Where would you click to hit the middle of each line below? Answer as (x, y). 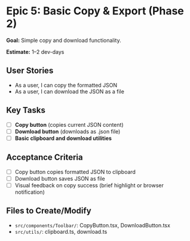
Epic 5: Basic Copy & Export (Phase (95, 11)
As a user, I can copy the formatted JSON (66, 85)
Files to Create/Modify (49, 211)
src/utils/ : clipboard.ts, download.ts (61, 231)
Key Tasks (26, 110)
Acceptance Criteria (45, 158)
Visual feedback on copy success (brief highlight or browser (89, 185)
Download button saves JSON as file (60, 178)
